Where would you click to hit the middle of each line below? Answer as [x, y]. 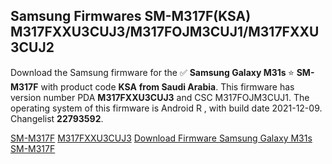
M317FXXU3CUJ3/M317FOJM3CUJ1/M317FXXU [165, 32]
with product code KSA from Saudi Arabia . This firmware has [167, 86]
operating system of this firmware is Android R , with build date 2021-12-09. [166, 108]
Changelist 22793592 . [57, 118]
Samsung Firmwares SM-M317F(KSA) [131, 16]
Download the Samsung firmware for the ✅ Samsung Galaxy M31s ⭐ [152, 72]
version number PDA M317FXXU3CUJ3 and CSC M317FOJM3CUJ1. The [160, 97]
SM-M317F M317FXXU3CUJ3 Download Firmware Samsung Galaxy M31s [161, 138]
